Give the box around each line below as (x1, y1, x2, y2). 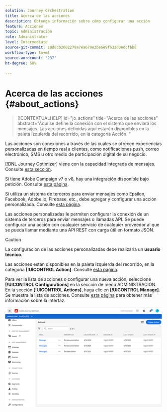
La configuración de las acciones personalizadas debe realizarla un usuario (5, 246, 161, 252)
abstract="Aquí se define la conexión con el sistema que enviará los (17, 120, 157, 127)
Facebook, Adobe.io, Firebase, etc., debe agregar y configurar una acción (5, 196, 157, 202)
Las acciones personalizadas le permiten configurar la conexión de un (5, 211, 149, 217)
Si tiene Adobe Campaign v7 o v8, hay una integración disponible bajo (5, 176, 149, 182)
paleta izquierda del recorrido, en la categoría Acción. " (17, 131, 131, 137)
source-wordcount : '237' (5, 55, 57, 60)
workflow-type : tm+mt (5, 50, 50, 55)
